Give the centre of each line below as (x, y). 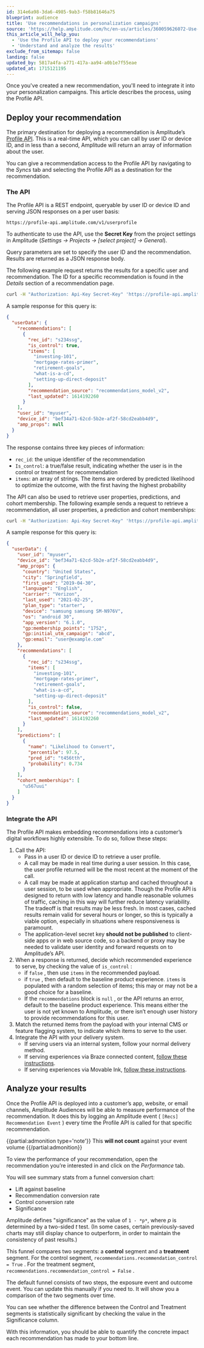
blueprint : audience (32, 18)
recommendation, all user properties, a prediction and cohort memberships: (101, 509)
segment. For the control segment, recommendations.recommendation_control (102, 1258)
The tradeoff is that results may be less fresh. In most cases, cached (110, 908)
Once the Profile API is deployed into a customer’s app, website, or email (97, 1103)
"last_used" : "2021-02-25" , (58, 600)
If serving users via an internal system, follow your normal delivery (107, 1043)
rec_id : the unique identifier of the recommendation (80, 459)
